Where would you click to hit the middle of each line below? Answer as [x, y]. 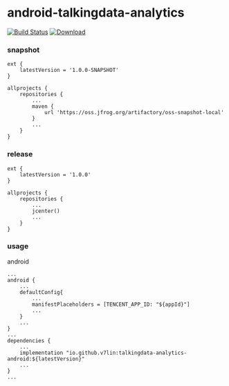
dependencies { [29, 340]
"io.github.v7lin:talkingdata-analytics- [127, 353]
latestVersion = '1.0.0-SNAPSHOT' [69, 71]
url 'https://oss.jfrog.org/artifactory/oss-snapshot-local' [134, 113]
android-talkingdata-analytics [96, 13]
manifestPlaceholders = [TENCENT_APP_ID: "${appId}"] [111, 304]
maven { [43, 107]
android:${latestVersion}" [46, 359]
